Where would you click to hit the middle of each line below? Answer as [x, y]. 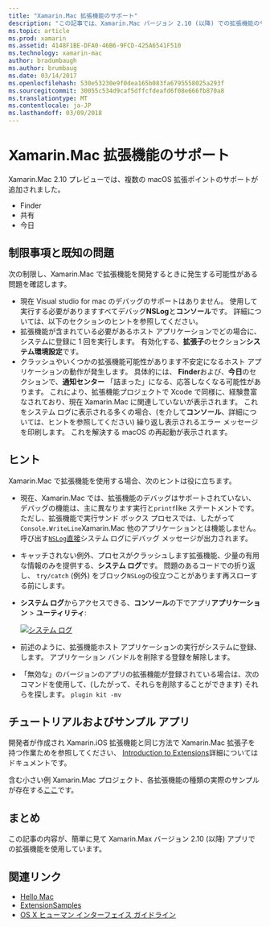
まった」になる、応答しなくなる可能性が [187, 381]
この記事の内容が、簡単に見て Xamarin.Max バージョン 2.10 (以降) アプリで [132, 839]
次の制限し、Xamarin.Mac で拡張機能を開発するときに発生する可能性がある [133, 274]
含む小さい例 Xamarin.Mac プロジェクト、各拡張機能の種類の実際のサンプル [134, 780]
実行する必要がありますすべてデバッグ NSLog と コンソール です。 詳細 [133, 311]
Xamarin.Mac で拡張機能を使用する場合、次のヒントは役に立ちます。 [122, 481]
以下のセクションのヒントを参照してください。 [125, 321]
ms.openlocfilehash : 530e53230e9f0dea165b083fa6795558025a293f [117, 83]
